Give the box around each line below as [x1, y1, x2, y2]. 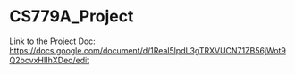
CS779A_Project [9, 6, 134, 27]
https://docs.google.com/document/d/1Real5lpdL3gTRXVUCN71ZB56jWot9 [9, 45, 286, 55]
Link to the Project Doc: [9, 36, 96, 46]
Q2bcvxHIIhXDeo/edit [9, 54, 90, 65]
